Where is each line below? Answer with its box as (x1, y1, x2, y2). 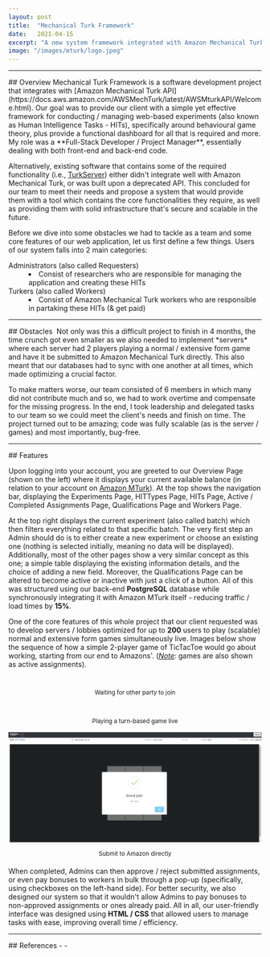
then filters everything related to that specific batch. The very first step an (8, 525, 253, 534)
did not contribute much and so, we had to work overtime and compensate (8, 394, 256, 403)
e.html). (8, 103, 34, 112)
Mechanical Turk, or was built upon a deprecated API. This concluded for (8, 178, 251, 188)
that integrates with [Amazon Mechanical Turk (8, 86, 162, 96)
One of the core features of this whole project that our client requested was (8, 617, 259, 627)
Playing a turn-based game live (92, 717, 178, 725)
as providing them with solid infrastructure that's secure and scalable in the (8, 204, 259, 214)
